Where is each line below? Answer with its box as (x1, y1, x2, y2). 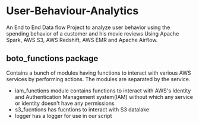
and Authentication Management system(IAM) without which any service (14, 93, 193, 100)
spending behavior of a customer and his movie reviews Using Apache (6, 30, 179, 37)
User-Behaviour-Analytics (6, 4, 139, 18)
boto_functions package (6, 53, 99, 63)
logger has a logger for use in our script (14, 112, 112, 119)
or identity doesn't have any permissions (14, 100, 115, 107)
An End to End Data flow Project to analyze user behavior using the (6, 24, 170, 31)
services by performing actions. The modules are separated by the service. (6, 75, 191, 82)
